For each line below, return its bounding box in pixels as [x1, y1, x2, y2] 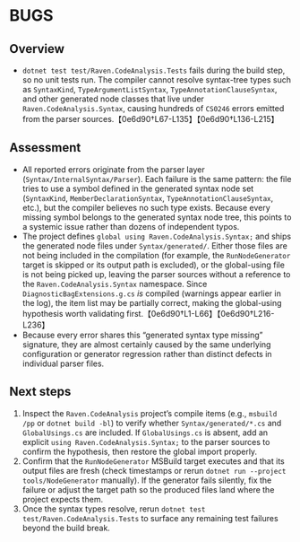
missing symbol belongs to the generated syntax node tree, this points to [21, 212, 292, 223]
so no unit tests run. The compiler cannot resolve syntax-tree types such [21, 74, 291, 85]
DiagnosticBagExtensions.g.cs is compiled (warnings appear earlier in [21, 288, 282, 299]
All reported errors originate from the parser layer [21, 163, 205, 175]
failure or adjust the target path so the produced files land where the [21, 484, 275, 494]
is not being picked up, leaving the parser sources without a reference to [21, 268, 291, 279]
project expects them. [21, 494, 104, 504]
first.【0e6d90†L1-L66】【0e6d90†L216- [126, 308, 275, 319]
